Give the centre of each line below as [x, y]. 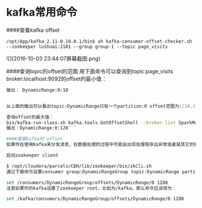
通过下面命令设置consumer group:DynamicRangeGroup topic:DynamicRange [93, 171]
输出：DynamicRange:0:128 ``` [41, 128]
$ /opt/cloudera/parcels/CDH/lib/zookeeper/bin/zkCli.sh [79, 166]
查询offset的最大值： [30, 117]
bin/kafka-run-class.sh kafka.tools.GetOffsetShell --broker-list [91, 123]
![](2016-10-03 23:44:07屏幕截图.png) [54, 58]
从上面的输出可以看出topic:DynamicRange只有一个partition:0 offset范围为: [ [96, 106]
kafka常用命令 [42, 12]
